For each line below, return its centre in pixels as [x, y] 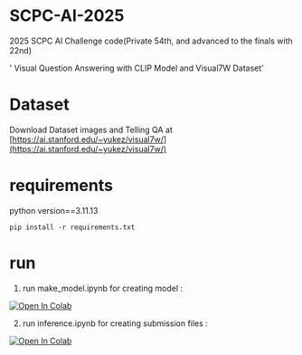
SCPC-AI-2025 [67, 16]
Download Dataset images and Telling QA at [91, 130]
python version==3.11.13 [54, 210]
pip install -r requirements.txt [72, 227]
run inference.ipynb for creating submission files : [115, 323]
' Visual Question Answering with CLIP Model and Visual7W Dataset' [137, 68]
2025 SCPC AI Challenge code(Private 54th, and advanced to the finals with [151, 41]
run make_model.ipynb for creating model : [103, 288]
